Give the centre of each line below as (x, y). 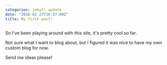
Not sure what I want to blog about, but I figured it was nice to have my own (84, 43)
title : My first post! (29, 19)
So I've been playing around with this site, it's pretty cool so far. (71, 33)
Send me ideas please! (29, 58)
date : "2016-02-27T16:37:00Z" (37, 14)
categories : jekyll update (33, 10)
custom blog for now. (27, 48)
